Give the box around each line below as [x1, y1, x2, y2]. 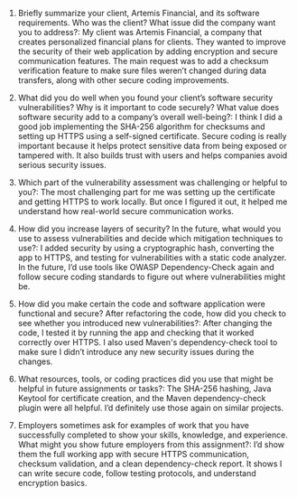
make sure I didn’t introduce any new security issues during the [17, 347, 255, 357]
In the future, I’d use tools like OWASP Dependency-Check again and [17, 262, 275, 272]
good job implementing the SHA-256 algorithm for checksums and [17, 121, 265, 132]
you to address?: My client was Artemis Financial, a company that [17, 27, 263, 37]
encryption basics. [17, 478, 88, 488]
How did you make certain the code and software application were [17, 298, 266, 309]
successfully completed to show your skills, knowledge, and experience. [17, 429, 289, 440]
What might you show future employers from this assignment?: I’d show [17, 439, 285, 450]
